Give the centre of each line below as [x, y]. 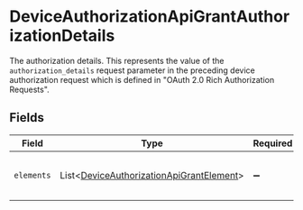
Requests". [29, 89]
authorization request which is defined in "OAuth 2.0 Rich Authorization [142, 79]
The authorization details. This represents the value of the [117, 60]
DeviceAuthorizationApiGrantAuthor [150, 17]
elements [32, 175]
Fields [27, 118]
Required [273, 143]
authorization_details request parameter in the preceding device [132, 70]
